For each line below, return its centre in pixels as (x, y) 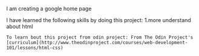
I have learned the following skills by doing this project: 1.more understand (99, 20)
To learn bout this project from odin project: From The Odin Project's (100, 38)
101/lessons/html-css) (35, 48)
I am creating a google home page (49, 9)
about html (20, 27)
